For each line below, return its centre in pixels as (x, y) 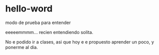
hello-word (29, 9)
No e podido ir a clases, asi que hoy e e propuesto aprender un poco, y (80, 42)
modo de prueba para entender (38, 22)
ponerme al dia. (22, 47)
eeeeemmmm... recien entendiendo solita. (49, 32)
